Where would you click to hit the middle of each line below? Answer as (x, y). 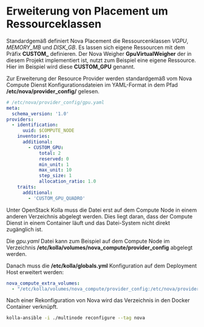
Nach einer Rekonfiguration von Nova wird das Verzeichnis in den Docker (98, 300)
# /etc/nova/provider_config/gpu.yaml (55, 102)
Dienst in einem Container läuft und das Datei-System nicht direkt (88, 223)
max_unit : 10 (55, 170)
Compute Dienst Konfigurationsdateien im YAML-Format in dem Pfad (92, 85)
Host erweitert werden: (35, 272)
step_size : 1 (55, 176)
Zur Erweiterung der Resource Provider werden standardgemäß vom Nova (99, 78)
